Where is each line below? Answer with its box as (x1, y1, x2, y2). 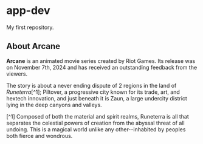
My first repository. (6, 24, 54, 31)
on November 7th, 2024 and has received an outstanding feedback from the (6, 64, 198, 71)
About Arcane (6, 41, 61, 51)
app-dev (6, 4, 50, 18)
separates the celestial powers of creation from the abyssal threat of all (6, 119, 185, 126)
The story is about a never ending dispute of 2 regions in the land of (6, 82, 177, 89)
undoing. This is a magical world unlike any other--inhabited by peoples (6, 125, 186, 133)
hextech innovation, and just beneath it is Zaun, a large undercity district (6, 94, 187, 102)
